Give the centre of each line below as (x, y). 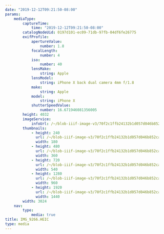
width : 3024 (35, 201)
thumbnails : (35, 128)
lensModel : (42, 78)
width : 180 (47, 142)
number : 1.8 (52, 46)
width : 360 (47, 156)
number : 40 (51, 64)
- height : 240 (45, 133)
